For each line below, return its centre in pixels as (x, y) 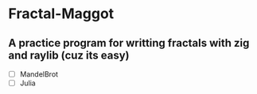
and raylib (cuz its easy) (69, 55)
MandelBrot (39, 74)
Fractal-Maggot (61, 14)
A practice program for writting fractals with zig (129, 43)
